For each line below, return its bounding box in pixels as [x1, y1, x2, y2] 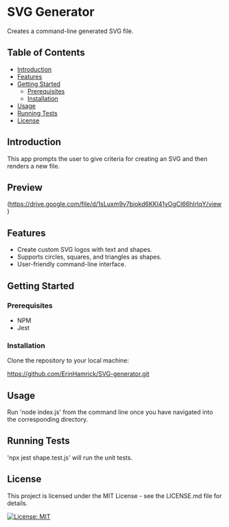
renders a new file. [7, 162, 60, 170]
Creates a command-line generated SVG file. [7, 27, 134, 35]
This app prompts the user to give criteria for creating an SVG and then [7, 154, 208, 162]
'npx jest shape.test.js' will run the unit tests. [7, 453, 133, 462]
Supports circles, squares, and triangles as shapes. [16, 252, 162, 261]
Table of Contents [7, 47, 86, 58]
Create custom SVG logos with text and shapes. [16, 246, 152, 254]
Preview [7, 182, 43, 193]
